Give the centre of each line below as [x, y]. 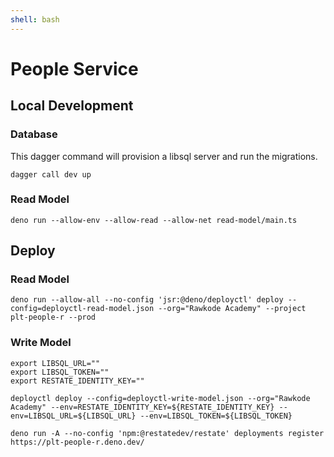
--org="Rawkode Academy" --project [232, 309]
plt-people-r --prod [53, 317]
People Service [74, 68]
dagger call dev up [51, 174]
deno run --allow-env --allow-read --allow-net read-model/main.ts [154, 220]
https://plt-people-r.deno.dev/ [77, 442]
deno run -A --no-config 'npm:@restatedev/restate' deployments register [167, 433]
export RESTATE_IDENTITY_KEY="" [77, 381]
